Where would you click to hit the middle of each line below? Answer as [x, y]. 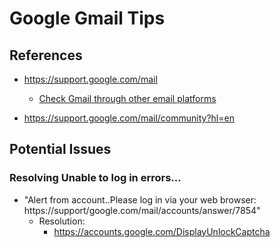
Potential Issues [60, 149]
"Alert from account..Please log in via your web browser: [140, 199]
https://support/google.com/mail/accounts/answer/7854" [142, 210]
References [46, 55]
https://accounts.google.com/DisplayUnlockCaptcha [162, 231]
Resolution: [62, 221]
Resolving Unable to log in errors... [95, 178]
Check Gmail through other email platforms [127, 98]
